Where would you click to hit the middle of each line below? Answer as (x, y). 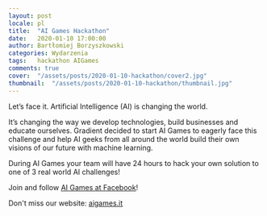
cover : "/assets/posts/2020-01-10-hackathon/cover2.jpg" (108, 76)
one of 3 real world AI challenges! (65, 172)
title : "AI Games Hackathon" (59, 31)
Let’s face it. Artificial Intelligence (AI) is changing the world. (108, 106)
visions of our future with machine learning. (81, 147)
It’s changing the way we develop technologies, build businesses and (123, 122)
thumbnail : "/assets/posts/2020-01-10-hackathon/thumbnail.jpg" (120, 83)
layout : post (30, 16)
